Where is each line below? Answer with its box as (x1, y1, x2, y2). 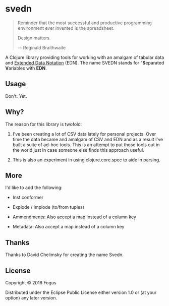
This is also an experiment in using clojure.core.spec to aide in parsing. (12, 157, 160, 163)
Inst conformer (12, 195, 44, 201)
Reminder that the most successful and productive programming (17, 20, 152, 26)
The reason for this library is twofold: (5, 121, 82, 127)
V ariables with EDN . (5, 65, 47, 71)
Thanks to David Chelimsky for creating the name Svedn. (5, 252, 124, 258)
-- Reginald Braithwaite (17, 44, 66, 50)
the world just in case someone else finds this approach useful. (12, 147, 145, 153)
